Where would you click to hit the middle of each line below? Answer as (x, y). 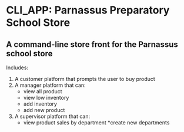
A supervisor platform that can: (52, 116)
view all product (43, 91)
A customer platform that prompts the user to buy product (85, 79)
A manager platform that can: (50, 85)
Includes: (17, 67)
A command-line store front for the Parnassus (92, 44)
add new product (44, 110)
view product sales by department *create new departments (96, 123)
